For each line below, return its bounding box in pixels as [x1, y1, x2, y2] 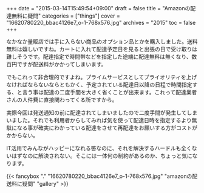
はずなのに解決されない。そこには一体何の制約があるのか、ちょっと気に [11, 152, 192, 159]
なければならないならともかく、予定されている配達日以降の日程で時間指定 [6, 81, 192, 88]
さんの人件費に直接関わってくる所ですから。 [6, 96, 118, 103]
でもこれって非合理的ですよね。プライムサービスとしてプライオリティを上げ [6, 74, 197, 80]
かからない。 [6, 132, 38, 139]
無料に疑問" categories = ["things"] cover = [11, 12, 120, 19]
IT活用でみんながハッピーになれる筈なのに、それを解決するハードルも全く [6, 145, 192, 152]
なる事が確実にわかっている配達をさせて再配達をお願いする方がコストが [16, 124, 198, 131]
